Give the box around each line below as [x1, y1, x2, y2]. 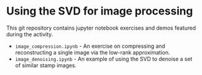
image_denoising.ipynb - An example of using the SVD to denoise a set [15, 55, 192, 62]
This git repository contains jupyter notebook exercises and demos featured [6, 24, 196, 31]
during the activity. [6, 30, 53, 37]
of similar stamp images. [15, 62, 77, 69]
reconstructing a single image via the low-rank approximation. [15, 48, 170, 56]
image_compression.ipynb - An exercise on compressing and [15, 42, 166, 50]
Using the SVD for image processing [6, 4, 193, 18]
